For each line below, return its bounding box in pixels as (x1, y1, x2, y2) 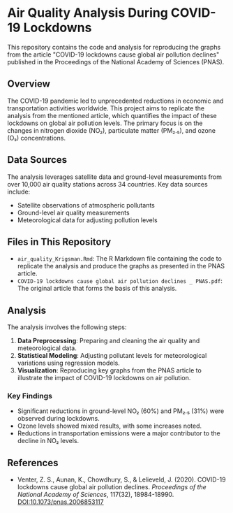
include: (7, 187, 31, 196)
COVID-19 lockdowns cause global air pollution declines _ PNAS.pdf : (17, 277, 223, 285)
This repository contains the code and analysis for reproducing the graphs (7, 43, 221, 51)
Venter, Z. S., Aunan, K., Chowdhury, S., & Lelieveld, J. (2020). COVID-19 (17, 475, 226, 484)
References (7, 456, 59, 469)
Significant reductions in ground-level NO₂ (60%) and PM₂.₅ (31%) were (17, 407, 225, 415)
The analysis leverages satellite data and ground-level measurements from (7, 173, 222, 181)
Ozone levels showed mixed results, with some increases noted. (17, 421, 202, 431)
